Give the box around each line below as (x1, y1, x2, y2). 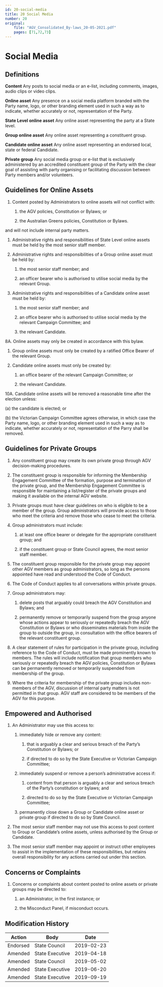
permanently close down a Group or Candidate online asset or (19, 809, 145, 815)
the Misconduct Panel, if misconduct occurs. (19, 906, 109, 911)
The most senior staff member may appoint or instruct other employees (12, 844, 156, 849)
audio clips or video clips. (5, 88, 56, 94)
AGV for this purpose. (12, 695, 56, 701)
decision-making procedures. (12, 463, 72, 468)
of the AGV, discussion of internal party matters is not (32, 685, 140, 691)
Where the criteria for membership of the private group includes (12, 680, 141, 685)
